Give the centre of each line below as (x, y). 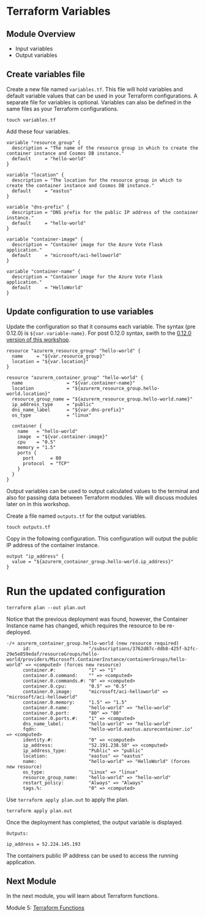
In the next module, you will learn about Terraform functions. (83, 896)
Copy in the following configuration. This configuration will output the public (102, 539)
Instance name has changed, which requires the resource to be (86, 625)
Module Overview (41, 34)
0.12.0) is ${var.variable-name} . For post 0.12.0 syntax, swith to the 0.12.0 (99, 333)
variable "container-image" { (45, 239)
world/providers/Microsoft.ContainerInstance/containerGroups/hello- (97, 659)
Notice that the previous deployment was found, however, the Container (97, 619)
